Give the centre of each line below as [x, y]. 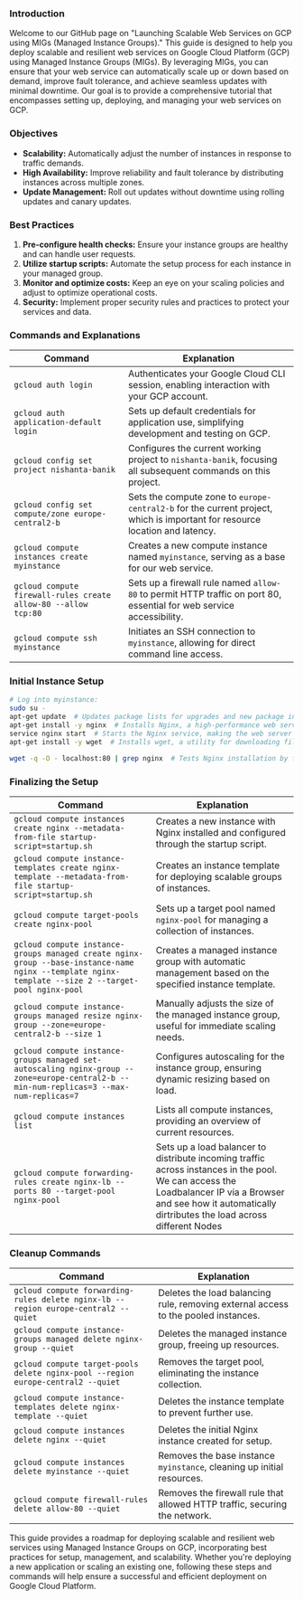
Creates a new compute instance [197, 545]
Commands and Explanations [75, 335]
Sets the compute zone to [182, 497]
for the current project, [225, 508]
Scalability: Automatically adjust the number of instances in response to [156, 153]
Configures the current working [194, 449]
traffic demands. [53, 163]
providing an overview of [208, 1121]
